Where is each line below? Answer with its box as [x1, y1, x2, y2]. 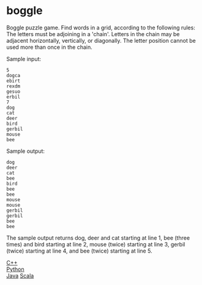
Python [6, 265, 24, 273]
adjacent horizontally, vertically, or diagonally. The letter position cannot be [6, 37, 196, 44]
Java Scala [6, 272, 34, 279]
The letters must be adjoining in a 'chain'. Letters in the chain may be [6, 30, 180, 37]
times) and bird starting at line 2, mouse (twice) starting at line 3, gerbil [6, 240, 185, 248]
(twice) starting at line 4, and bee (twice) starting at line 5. [6, 247, 152, 254]
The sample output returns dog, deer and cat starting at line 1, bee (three [6, 234, 190, 242]
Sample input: [6, 55, 42, 62]
